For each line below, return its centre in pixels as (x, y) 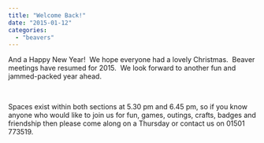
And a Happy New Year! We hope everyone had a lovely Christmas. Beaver (132, 60)
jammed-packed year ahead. (55, 76)
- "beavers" (35, 37)
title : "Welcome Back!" (47, 15)
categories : (28, 30)
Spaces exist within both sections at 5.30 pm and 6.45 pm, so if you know (128, 107)
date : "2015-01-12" (40, 23)
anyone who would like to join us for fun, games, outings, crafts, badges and (132, 115)
